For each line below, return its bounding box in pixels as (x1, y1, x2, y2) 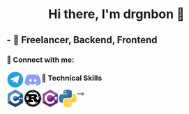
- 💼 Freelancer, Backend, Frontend (6, 34, 158, 46)
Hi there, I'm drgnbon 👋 (47, 6, 186, 22)
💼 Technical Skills (41, 73, 103, 83)
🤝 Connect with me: (6, 55, 75, 65)
